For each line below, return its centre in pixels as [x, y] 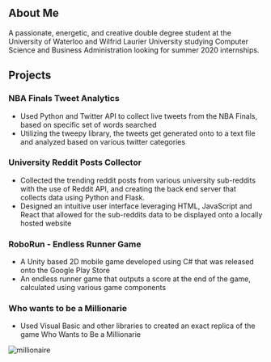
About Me [34, 13]
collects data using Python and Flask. [83, 197]
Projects [30, 76]
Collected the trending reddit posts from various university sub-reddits [138, 180]
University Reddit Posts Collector [75, 162]
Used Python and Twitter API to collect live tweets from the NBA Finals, [138, 116]
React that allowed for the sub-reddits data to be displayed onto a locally [141, 214]
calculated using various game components [93, 288]
